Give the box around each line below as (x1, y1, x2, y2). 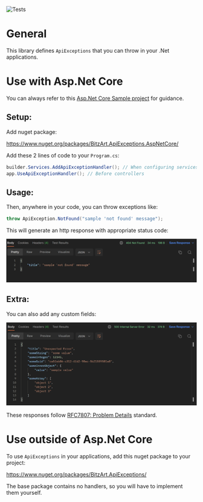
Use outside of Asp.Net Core (6, 432, 153, 446)
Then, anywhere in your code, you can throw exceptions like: (6, 203, 158, 211)
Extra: (6, 294, 30, 305)
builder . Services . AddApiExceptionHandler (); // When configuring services (6, 164, 199, 170)
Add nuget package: (6, 128, 57, 136)
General (6, 27, 47, 41)
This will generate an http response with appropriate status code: (6, 227, 169, 234)
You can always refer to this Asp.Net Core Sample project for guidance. (6, 94, 184, 102)
